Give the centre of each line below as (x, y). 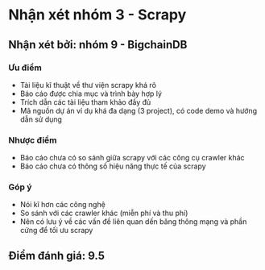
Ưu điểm (25, 68)
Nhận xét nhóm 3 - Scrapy (97, 15)
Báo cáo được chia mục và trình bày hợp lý (91, 93)
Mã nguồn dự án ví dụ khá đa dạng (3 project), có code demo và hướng (139, 110)
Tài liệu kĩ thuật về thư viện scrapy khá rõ (88, 85)
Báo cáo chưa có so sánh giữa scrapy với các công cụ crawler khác (132, 158)
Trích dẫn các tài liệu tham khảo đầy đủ (85, 102)
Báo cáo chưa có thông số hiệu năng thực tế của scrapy (113, 166)
